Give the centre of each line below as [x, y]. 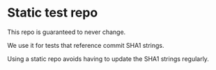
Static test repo [53, 13]
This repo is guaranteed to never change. [67, 32]
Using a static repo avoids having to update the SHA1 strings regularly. [108, 59]
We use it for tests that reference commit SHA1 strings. [86, 45]
